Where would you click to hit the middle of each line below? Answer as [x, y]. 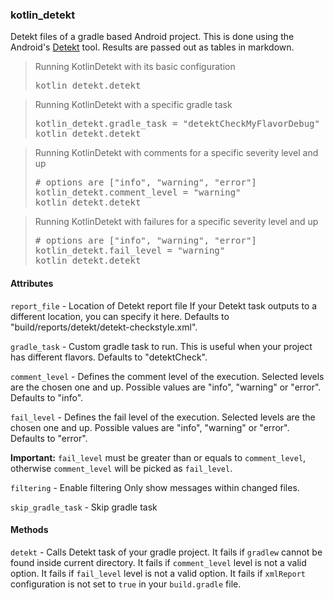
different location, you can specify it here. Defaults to [120, 316]
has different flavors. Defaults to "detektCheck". [109, 357]
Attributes [32, 283]
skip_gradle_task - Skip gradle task [84, 507]
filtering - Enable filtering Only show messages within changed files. [155, 487]
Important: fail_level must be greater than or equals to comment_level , [158, 457]
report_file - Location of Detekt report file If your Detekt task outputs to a [164, 305]
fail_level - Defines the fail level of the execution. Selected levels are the [163, 417]
